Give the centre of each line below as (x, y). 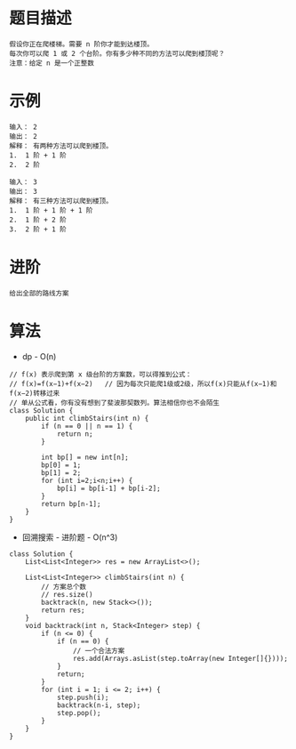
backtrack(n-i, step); (99, 705)
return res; (64, 610)
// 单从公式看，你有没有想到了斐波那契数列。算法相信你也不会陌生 (115, 403)
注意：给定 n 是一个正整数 (52, 63)
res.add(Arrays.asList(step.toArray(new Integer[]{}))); (180, 658)
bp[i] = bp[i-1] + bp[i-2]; (109, 488)
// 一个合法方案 (99, 650)
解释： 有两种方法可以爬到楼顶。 (61, 146)
